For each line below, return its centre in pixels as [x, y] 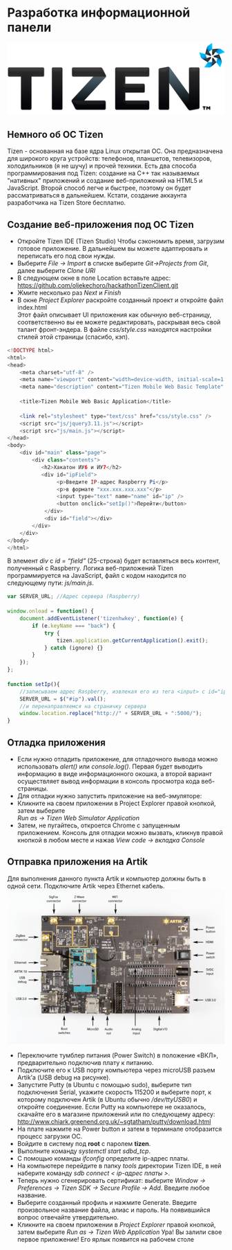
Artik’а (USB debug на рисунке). [64, 1077]
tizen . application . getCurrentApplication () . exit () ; [132, 640]
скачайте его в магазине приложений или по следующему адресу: [116, 1114]
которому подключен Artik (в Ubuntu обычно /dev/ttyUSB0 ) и [107, 1100]
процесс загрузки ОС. [50, 1136]
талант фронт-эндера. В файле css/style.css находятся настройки [114, 329]
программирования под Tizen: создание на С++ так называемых [104, 173]
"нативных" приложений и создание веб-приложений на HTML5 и [105, 181]
